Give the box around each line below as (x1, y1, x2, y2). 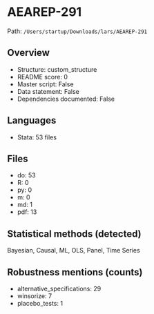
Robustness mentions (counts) (7, 266, 143, 278)
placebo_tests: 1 (17, 300, 64, 307)
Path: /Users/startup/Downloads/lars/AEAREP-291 (7, 27, 147, 35)
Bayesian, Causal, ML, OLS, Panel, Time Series (7, 246, 140, 255)
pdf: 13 (17, 208, 37, 216)
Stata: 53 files (17, 133, 57, 141)
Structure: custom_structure (17, 65, 97, 73)
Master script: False (17, 80, 74, 88)
